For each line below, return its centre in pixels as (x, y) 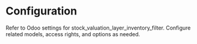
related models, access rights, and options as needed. (73, 34)
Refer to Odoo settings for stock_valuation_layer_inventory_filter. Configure (98, 28)
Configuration (42, 11)
